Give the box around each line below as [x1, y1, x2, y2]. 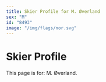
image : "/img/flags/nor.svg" [6, 25, 77, 31]
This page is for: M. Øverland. [6, 70, 77, 77]
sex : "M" [6, 14, 27, 20]
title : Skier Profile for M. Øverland [6, 8, 100, 15]
